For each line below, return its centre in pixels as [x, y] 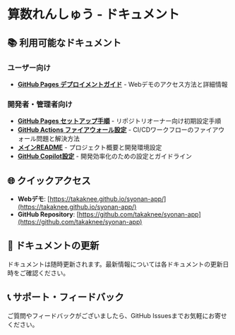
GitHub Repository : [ [48, 214]
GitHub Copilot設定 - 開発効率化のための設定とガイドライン [104, 157]
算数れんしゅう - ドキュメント [94, 14]
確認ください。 [47, 273]
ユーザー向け [29, 68]
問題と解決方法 [58, 139]
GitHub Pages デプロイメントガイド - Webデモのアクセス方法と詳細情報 [122, 84]
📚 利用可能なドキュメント [65, 43]
